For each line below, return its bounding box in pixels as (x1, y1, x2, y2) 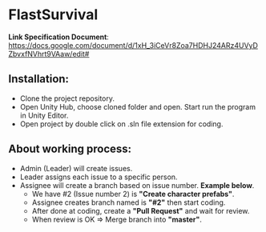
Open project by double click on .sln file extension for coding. (19, 118, 224, 129)
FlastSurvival (8, 6, 99, 24)
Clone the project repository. (19, 94, 115, 103)
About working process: (8, 142, 132, 156)
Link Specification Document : (8, 32, 110, 42)
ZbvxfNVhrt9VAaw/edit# (8, 49, 90, 58)
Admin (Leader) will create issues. (19, 163, 133, 173)
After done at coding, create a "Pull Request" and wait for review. (31, 206, 250, 215)
